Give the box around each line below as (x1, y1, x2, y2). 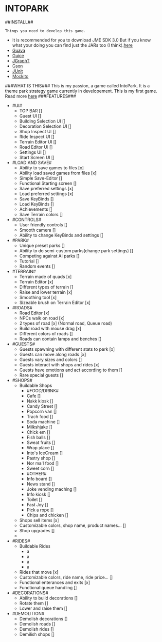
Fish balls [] (26, 434, 50, 440)
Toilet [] (26, 496, 42, 502)
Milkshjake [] (26, 424, 53, 430)
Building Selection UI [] (19, 118, 66, 124)
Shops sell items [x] (19, 517, 59, 523)
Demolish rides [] (19, 626, 54, 632)
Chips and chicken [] (26, 512, 69, 518)
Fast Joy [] (26, 502, 49, 507)
